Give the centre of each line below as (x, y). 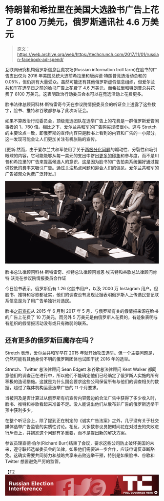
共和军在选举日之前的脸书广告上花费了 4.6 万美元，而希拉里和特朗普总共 (78, 88)
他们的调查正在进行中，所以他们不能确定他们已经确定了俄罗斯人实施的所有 (84, 376)
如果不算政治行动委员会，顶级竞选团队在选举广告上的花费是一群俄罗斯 (76, 120)
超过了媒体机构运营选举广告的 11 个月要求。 (57, 388)
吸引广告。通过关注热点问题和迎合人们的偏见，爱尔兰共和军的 (97, 168)
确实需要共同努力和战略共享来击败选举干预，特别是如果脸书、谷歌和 (86, 455)
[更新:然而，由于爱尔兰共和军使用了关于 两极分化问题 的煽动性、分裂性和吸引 (81, 149)
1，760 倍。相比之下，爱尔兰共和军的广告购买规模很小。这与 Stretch (88, 127)
